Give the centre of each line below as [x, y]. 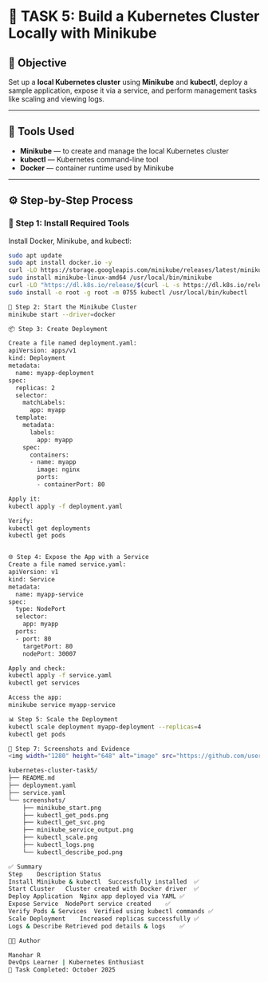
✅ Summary [25, 867]
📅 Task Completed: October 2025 [62, 970]
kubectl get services [44, 683]
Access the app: [35, 698]
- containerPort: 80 [71, 485]
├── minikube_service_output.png [78, 830]
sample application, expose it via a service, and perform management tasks [133, 90]
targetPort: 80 [48, 646]
